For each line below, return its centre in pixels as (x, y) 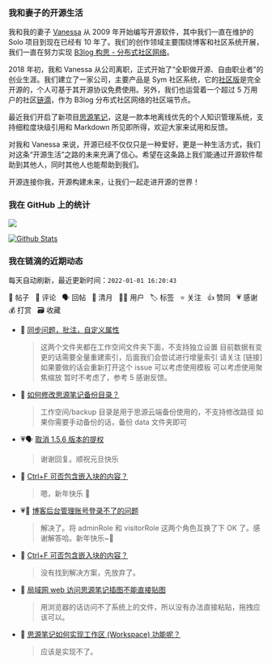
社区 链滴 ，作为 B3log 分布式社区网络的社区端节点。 (109, 100)
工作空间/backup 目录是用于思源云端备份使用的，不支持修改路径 (147, 412)
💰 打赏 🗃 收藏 (34, 310)
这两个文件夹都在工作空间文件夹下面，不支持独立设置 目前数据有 (148, 347)
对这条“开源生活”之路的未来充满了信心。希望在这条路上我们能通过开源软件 (132, 155)
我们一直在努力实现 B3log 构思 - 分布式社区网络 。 (91, 52)
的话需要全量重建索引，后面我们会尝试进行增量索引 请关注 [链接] (155, 357)
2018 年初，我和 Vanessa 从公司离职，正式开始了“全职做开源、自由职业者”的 (136, 70)
